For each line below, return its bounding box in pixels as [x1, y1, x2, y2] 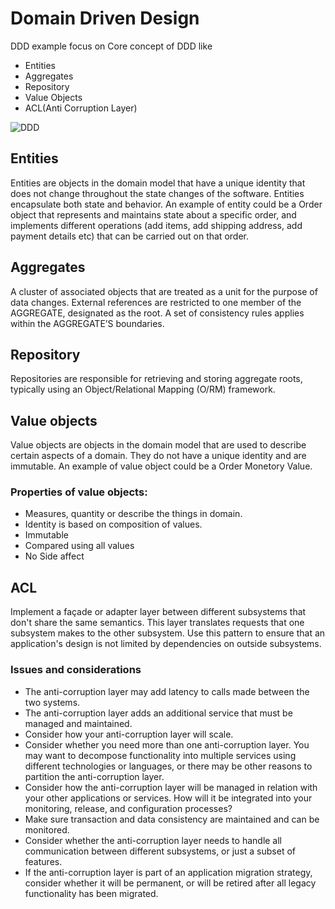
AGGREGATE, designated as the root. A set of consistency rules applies [10, 307, 305, 319]
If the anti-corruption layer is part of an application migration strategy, [24, 866, 313, 878]
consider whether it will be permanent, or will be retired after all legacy [24, 877, 317, 889]
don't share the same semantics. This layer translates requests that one [10, 617, 305, 629]
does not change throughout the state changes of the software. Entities [10, 187, 305, 199]
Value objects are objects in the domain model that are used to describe [10, 439, 307, 451]
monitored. [24, 823, 70, 836]
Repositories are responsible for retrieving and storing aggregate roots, [10, 373, 303, 385]
